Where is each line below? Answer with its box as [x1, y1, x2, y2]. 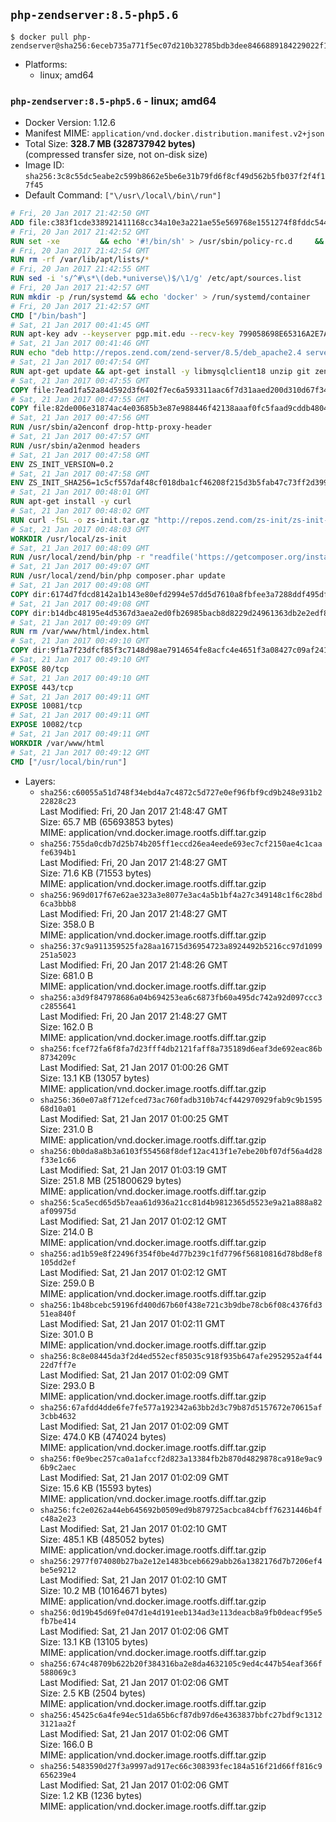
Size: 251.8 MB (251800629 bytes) [39, 1174, 182, 1186]
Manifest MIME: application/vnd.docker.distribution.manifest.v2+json [24, 127, 325, 139]
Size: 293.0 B [39, 1379, 95, 1391]
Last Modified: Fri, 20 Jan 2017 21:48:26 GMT [39, 959, 228, 971]
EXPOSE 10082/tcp [10, 720, 83, 730]
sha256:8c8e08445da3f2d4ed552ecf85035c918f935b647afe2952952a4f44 [39, 1351, 323, 1361]
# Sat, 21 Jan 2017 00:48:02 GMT [10, 506, 150, 516]
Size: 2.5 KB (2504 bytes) [39, 1687, 146, 1699]
